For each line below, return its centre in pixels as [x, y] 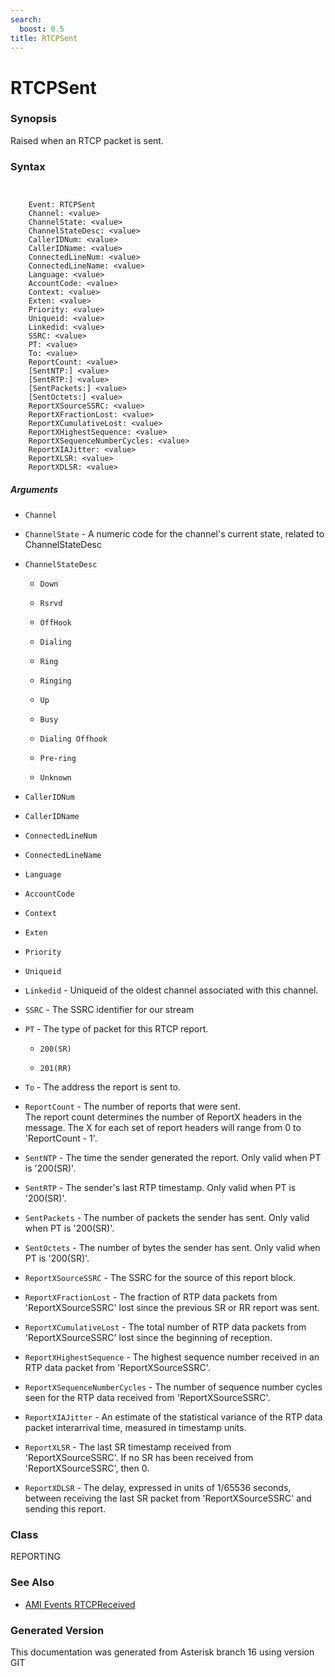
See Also [32, 1583]
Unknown [55, 778]
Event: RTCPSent [62, 205]
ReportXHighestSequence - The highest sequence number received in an [172, 1357]
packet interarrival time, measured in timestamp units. [135, 1428]
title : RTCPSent [44, 38]
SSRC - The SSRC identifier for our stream [109, 1010]
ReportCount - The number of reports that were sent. [133, 1107]
